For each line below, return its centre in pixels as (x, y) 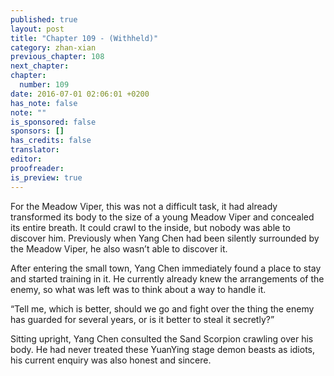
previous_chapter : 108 (57, 57)
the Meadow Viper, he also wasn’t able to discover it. (119, 248)
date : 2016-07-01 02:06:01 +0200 (80, 94)
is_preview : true (46, 177)
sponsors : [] (37, 131)
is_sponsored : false (53, 122)
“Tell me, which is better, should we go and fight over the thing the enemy (162, 308)
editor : (26, 159)
